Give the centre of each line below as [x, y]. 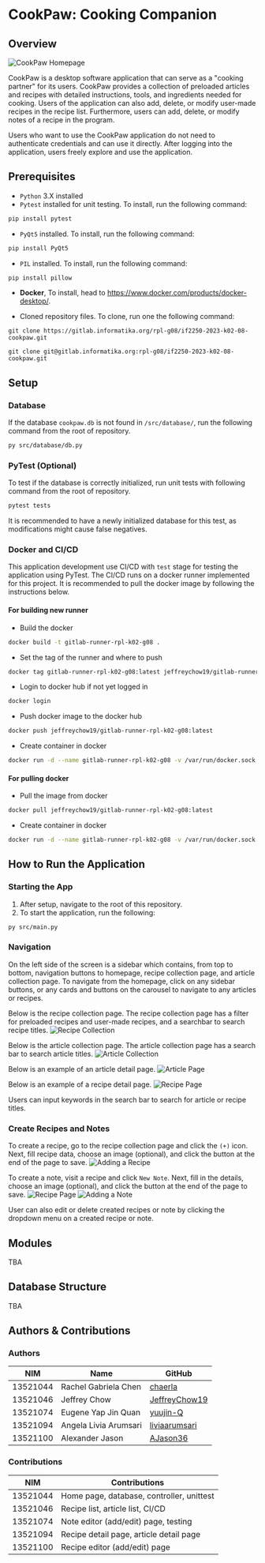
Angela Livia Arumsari [101, 1426]
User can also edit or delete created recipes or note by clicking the [116, 1210]
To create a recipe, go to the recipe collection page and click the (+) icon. [128, 1146]
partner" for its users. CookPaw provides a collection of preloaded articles [129, 86]
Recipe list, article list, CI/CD [113, 1509]
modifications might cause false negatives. [78, 529]
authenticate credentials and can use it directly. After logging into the [120, 143]
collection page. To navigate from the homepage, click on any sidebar [121, 981]
